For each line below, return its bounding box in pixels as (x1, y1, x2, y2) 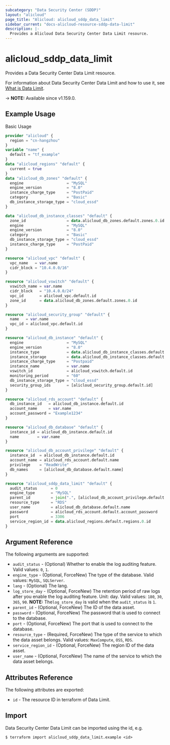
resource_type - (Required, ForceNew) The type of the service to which (12, 631, 162, 638)
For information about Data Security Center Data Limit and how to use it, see (5, 79, 165, 86)
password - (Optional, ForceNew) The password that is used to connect (12, 610, 161, 616)
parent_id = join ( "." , (10, 495, 76, 501)
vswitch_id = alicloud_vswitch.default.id (10, 369, 133, 374)
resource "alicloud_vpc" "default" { (5, 256, 85, 261)
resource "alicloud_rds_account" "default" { (5, 397, 103, 402)
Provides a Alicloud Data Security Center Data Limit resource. (10, 31, 149, 36)
